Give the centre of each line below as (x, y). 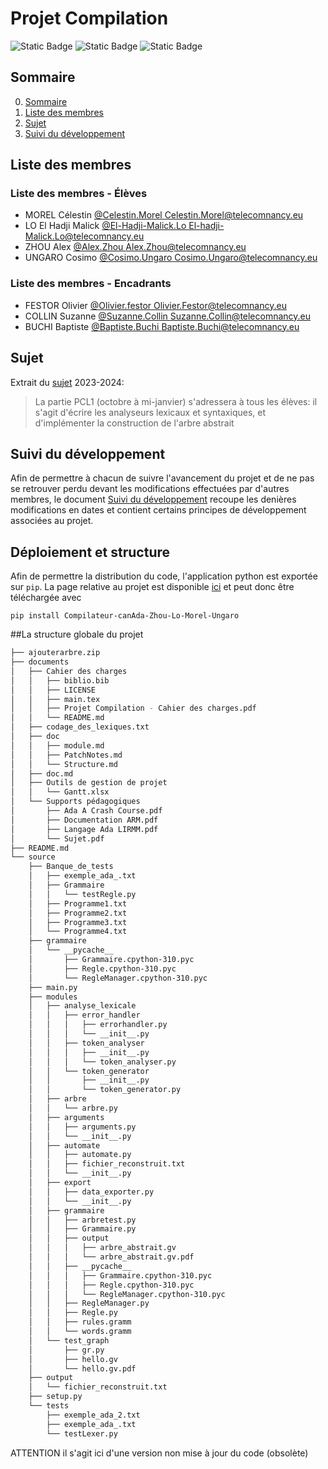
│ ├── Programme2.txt (78, 913)
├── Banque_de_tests (71, 867)
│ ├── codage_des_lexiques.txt (80, 727)
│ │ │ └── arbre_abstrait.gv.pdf (111, 1257)
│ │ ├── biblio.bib (60, 680)
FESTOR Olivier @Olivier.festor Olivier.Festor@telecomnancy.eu (155, 305)
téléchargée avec (46, 598)
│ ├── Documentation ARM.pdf (84, 820)
